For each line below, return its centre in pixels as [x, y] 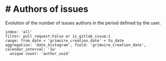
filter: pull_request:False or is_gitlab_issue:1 [58, 36]
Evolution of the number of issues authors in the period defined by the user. [83, 23]
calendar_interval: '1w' [31, 49]
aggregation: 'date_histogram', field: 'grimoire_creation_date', [76, 45]
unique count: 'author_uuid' [40, 54]
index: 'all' [19, 32]
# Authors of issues [47, 9]
